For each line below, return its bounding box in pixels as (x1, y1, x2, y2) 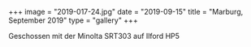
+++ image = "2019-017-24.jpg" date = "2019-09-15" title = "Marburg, (8, 7, 244, 16)
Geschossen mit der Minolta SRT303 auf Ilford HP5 (8, 32, 180, 41)
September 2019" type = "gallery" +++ (8, 15, 138, 25)
